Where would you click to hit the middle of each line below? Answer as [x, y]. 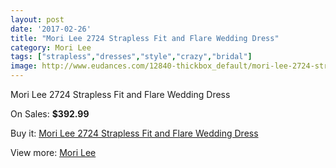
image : [24, 66]
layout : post [37, 19]
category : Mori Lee [51, 47]
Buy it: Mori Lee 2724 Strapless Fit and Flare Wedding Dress [134, 133]
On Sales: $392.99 [50, 114]
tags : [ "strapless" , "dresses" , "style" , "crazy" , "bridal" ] [131, 57]
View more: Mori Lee [53, 152]
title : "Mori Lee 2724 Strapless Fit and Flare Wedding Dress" [145, 38]
